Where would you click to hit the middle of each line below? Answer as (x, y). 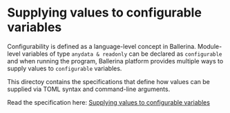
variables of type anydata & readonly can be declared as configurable (122, 54)
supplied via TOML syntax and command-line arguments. (89, 89)
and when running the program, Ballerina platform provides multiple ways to (115, 61)
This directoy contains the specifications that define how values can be (109, 81)
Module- (210, 46)
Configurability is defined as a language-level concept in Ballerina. (102, 46)
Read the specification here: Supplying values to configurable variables (109, 102)
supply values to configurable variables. (65, 68)
